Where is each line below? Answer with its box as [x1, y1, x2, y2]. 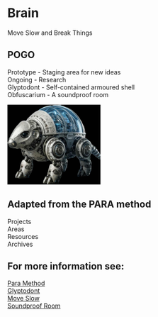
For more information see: [7, 260, 125, 272]
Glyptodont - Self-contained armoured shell [7, 83, 135, 91]
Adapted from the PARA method [7, 199, 152, 211]
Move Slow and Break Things [7, 28, 93, 37]
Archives [7, 240, 33, 248]
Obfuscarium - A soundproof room [7, 90, 108, 99]
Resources [7, 232, 39, 240]
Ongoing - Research [7, 75, 67, 84]
